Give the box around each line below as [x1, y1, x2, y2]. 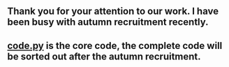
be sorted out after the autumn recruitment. [7, 50, 201, 62]
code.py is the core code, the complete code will [7, 39, 223, 51]
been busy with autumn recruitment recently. [7, 17, 209, 28]
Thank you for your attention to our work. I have [7, 6, 219, 17]
